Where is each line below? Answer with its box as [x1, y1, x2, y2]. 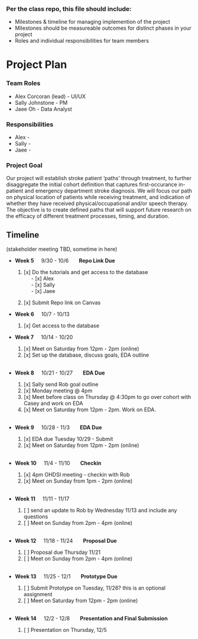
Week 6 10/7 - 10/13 [14, 311, 70, 318]
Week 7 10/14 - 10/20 [14, 333, 73, 341]
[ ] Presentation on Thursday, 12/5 [23, 627, 107, 634]
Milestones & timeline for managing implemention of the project [14, 18, 171, 26]
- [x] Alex [31, 275, 54, 282]
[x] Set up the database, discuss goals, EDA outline [23, 351, 150, 358]
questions [23, 513, 49, 520]
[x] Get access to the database [23, 322, 100, 329]
